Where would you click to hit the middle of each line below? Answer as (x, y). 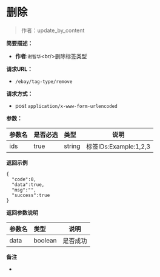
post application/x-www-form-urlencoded (66, 105)
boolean (45, 240)
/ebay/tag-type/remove (44, 82)
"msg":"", (24, 190)
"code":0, (24, 179)
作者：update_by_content (53, 30)
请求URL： (20, 69)
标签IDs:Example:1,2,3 (118, 146)
